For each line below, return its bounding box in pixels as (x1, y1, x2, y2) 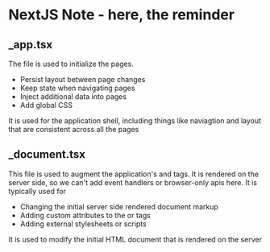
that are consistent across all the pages (8, 125, 139, 134)
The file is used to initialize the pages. (8, 59, 135, 68)
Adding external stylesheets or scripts (19, 219, 147, 229)
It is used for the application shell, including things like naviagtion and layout (8, 116, 262, 126)
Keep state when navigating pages (19, 83, 135, 93)
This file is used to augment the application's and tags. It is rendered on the (8, 169, 260, 179)
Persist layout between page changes (19, 75, 146, 84)
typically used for (8, 186, 67, 196)
